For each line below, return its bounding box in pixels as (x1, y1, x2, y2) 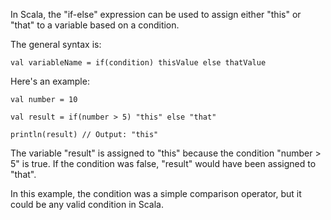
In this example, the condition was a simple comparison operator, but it (10, 188, 302, 199)
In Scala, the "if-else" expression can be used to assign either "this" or (10, 9, 302, 20)
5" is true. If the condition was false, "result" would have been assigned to (10, 158, 317, 169)
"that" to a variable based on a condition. (10, 19, 180, 31)
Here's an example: (10, 75, 90, 87)
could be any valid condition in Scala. (10, 199, 164, 210)
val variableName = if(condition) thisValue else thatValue (10, 58, 267, 68)
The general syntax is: (10, 39, 102, 50)
